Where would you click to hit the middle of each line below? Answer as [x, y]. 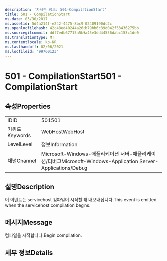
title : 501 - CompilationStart [38, 14]
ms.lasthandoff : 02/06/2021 [34, 47]
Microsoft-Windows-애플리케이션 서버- [87, 154]
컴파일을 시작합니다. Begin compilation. [43, 235]
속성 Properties [28, 106]
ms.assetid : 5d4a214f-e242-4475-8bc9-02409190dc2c [59, 24]
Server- [148, 161]
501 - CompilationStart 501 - [63, 76]
